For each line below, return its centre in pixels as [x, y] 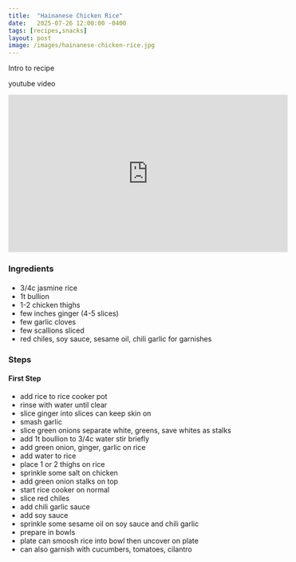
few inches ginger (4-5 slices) [69, 313]
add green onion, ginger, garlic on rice [83, 447]
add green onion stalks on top [69, 481]
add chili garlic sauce [55, 506]
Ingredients [31, 269]
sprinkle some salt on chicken [69, 472]
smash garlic [41, 421]
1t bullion [34, 296]
